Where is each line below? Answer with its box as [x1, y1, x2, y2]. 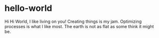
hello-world [4, 3, 53, 14]
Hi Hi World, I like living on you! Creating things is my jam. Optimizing [4, 19, 142, 24]
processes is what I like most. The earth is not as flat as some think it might [4, 23, 154, 29]
